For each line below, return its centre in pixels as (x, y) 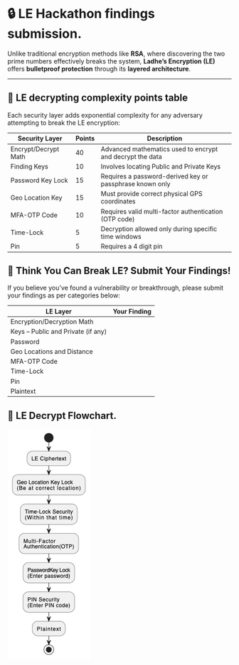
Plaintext (23, 391)
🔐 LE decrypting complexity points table (98, 98)
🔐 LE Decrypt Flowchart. (62, 416)
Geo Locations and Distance (52, 351)
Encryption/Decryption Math (52, 322)
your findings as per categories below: (64, 295)
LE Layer (59, 311)
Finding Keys (29, 166)
